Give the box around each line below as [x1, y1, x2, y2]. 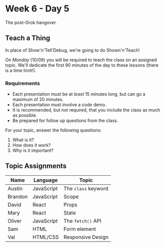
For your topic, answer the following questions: [5, 127, 102, 133]
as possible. [12, 113, 37, 119]
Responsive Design [63, 234, 109, 241]
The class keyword [63, 185, 109, 192]
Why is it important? [12, 147, 54, 153]
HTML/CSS [32, 234, 59, 241]
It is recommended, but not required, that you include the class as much [12, 107, 161, 113]
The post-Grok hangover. [5, 19, 57, 25]
